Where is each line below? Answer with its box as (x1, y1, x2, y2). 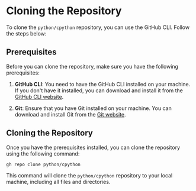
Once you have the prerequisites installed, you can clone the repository (6, 144, 181, 151)
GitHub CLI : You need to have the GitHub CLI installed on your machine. (14, 80, 191, 88)
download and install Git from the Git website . (14, 111, 126, 118)
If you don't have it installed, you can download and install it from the (14, 87, 184, 94)
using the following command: (6, 150, 80, 157)
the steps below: (6, 30, 47, 37)
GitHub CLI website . (14, 93, 64, 100)
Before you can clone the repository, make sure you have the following (6, 63, 179, 70)
